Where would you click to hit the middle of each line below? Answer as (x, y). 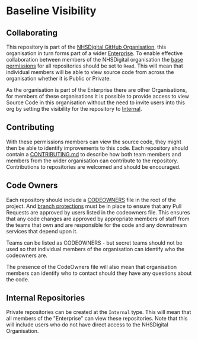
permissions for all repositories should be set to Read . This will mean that (95, 66)
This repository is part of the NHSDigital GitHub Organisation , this (86, 47)
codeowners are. (27, 255)
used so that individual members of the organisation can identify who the (95, 249)
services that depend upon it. (42, 231)
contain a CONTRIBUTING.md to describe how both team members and (94, 154)
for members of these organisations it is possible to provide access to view (98, 96)
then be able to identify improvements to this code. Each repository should (97, 148)
